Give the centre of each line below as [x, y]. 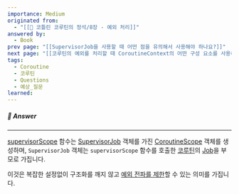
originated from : [33, 21]
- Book [23, 41]
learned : [20, 93]
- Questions [32, 80]
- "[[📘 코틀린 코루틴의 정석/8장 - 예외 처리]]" [77, 27]
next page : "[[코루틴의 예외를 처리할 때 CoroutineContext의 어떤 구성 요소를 [113, 54]
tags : [15, 60]
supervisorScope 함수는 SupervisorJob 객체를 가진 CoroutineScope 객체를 [115, 141]
